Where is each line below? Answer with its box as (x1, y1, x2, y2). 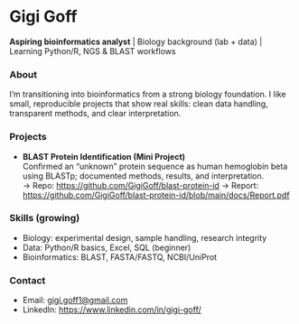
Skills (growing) (9, 212, 80, 225)
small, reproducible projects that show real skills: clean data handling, (9, 98, 268, 109)
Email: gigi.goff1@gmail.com (22, 295, 128, 306)
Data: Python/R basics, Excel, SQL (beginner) (22, 242, 192, 253)
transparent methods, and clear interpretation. (9, 108, 182, 119)
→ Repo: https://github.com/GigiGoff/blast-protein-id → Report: (22, 180, 259, 190)
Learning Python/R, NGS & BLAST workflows (9, 45, 176, 56)
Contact (9, 273, 46, 286)
